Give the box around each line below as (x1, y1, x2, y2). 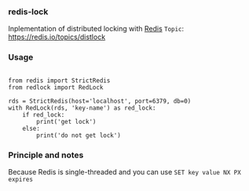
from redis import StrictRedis (8, 77, 111, 85)
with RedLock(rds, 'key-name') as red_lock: (8, 104, 156, 112)
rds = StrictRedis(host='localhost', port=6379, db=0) (8, 97, 192, 105)
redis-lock (8, 6, 49, 17)
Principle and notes (8, 150, 84, 160)
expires (8, 175, 34, 183)
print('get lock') (36, 117, 97, 125)
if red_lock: (22, 110, 65, 119)
